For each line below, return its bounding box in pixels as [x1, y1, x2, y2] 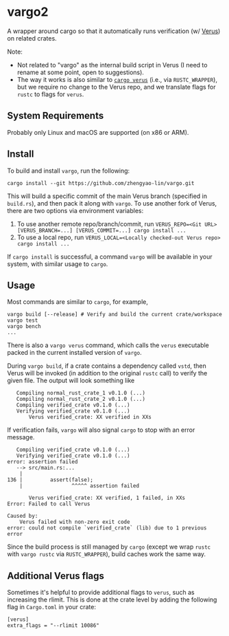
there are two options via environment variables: [7, 206, 144, 215]
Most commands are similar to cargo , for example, [7, 298, 149, 306]
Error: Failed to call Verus [7, 501, 91, 507]
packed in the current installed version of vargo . [7, 349, 142, 357]
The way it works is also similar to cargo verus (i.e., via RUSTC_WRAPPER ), [16, 75, 218, 83]
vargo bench [7, 323, 41, 330]
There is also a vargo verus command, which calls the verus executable [7, 341, 209, 349]
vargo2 [7, 4, 49, 20]
